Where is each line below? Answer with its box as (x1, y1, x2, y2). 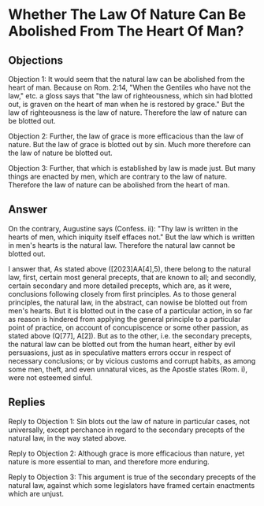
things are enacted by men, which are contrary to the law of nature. (8, 172, 227, 181)
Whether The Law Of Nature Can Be (8, 6, 247, 24)
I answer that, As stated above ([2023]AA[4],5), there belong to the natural (8, 264, 251, 273)
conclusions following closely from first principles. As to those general (8, 289, 236, 298)
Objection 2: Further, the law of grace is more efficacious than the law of (8, 131, 244, 141)
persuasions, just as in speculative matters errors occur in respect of (8, 348, 232, 357)
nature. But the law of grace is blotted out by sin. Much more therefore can (8, 140, 251, 149)
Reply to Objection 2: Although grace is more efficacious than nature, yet (8, 449, 245, 458)
